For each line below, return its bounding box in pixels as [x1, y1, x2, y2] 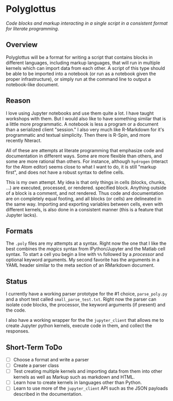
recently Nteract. [6, 137, 42, 143]
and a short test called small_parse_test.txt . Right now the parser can [6, 296, 157, 302]
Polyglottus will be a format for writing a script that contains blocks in [6, 54, 153, 60]
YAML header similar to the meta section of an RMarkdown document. [6, 262, 155, 268]
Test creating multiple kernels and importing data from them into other [13, 368, 163, 374]
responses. [6, 328, 30, 334]
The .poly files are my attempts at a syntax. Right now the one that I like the [6, 240, 167, 247]
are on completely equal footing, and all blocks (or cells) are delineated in [6, 195, 162, 202]
